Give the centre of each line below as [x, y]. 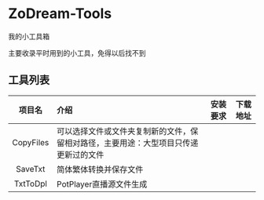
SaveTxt [30, 169]
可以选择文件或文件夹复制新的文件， [123, 131]
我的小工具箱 [29, 36]
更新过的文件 [80, 155]
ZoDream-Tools [60, 14]
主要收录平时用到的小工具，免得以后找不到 [77, 53]
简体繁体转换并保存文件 [100, 169]
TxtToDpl [30, 184]
